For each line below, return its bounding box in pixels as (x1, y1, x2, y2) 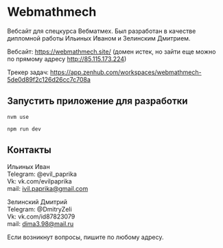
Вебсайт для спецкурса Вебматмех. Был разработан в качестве (7, 27, 196, 35)
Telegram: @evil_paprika (7, 170, 78, 178)
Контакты (7, 144, 51, 156)
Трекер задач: (7, 68, 49, 76)
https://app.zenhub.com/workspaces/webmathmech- (50, 68, 202, 76)
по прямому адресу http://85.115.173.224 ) (7, 54, 127, 63)
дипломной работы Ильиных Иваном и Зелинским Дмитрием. (7, 34, 191, 42)
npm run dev (7, 125, 41, 133)
